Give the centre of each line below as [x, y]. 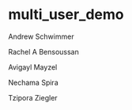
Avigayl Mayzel [33, 67]
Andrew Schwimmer [41, 36]
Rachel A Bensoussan [43, 51]
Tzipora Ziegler [33, 97]
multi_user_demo [66, 15]
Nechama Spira [33, 82]
